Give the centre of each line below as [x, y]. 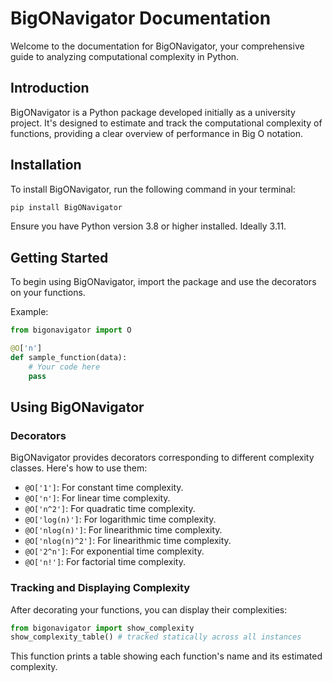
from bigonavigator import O [71, 330]
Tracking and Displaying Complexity [100, 588]
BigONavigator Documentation [141, 18]
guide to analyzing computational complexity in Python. [125, 56]
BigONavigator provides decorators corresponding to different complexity [162, 458]
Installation [46, 165]
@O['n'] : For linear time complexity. [97, 498]
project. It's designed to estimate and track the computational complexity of [166, 123]
